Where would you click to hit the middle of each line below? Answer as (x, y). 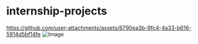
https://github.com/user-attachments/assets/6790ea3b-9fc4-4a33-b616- (99, 28)
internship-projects (57, 11)
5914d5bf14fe (24, 34)
